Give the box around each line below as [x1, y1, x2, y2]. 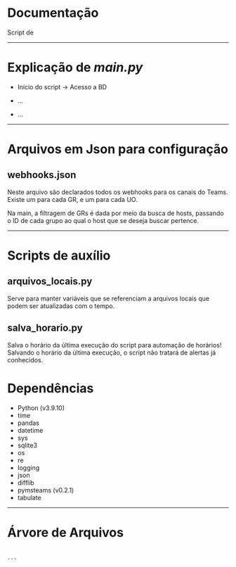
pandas [17, 419, 40, 427]
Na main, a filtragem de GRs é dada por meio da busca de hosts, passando [7, 209, 224, 217]
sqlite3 [17, 441, 37, 450]
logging [17, 463, 40, 472]
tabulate [17, 493, 42, 502]
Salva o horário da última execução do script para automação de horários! [7, 340, 222, 349]
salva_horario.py [7, 322, 83, 334]
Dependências [7, 380, 94, 396]
